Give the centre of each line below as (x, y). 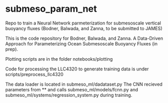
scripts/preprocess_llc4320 (35, 74)
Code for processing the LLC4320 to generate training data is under (77, 69)
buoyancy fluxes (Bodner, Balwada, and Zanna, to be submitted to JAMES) (84, 28)
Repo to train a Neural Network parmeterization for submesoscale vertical (83, 23)
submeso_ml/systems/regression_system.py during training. (69, 95)
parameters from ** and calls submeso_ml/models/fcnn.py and (72, 89)
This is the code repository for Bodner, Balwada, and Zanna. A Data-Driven (84, 38)
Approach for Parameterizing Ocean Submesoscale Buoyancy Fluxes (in (81, 43)
